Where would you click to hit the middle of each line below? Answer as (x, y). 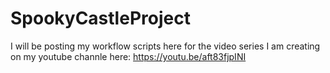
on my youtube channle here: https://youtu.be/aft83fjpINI (128, 56)
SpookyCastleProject (100, 18)
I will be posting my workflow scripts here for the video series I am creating (165, 46)
